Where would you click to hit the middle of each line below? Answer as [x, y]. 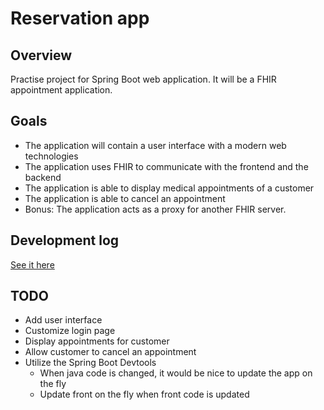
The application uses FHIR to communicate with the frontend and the [166, 166]
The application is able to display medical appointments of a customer [169, 188]
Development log [65, 240]
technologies [51, 156]
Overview [41, 55]
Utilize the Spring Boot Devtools [90, 363]
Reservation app [80, 18]
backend [43, 177]
